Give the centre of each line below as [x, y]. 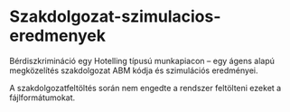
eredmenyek [58, 36]
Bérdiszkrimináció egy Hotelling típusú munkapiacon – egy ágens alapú [142, 61]
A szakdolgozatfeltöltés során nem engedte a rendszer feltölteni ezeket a [145, 88]
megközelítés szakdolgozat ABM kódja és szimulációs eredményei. [134, 70]
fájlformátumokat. [42, 98]
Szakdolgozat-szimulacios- [115, 17]
